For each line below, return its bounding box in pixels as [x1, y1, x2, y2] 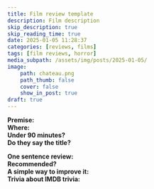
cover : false [20, 83, 59, 90]
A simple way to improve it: [7, 168, 89, 175]
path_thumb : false [20, 76, 75, 84]
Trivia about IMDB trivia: [7, 175, 80, 183]
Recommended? [7, 160, 57, 168]
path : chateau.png [20, 70, 75, 77]
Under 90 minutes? [7, 131, 65, 139]
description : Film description [7, 17, 100, 24]
